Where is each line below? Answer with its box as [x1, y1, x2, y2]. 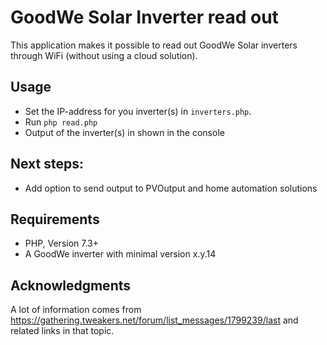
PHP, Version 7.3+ [24, 237, 100, 250]
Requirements [10, 211, 100, 228]
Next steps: [10, 156, 85, 173]
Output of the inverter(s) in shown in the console [24, 126, 225, 138]
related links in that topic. [10, 325, 115, 337]
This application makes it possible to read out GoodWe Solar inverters [10, 39, 298, 51]
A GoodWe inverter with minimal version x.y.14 [24, 248, 217, 260]
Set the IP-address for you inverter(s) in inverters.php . [24, 105, 252, 117]
